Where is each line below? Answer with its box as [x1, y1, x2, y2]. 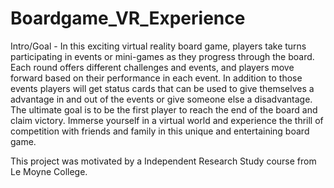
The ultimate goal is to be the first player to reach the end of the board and [10, 103, 318, 116]
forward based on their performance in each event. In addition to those [10, 72, 303, 84]
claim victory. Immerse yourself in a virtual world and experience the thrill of [10, 114, 324, 126]
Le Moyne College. [10, 165, 88, 177]
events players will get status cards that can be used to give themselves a [10, 82, 315, 94]
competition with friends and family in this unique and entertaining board [10, 125, 310, 137]
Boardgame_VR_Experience [10, 7, 246, 30]
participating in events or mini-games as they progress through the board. [10, 50, 315, 62]
